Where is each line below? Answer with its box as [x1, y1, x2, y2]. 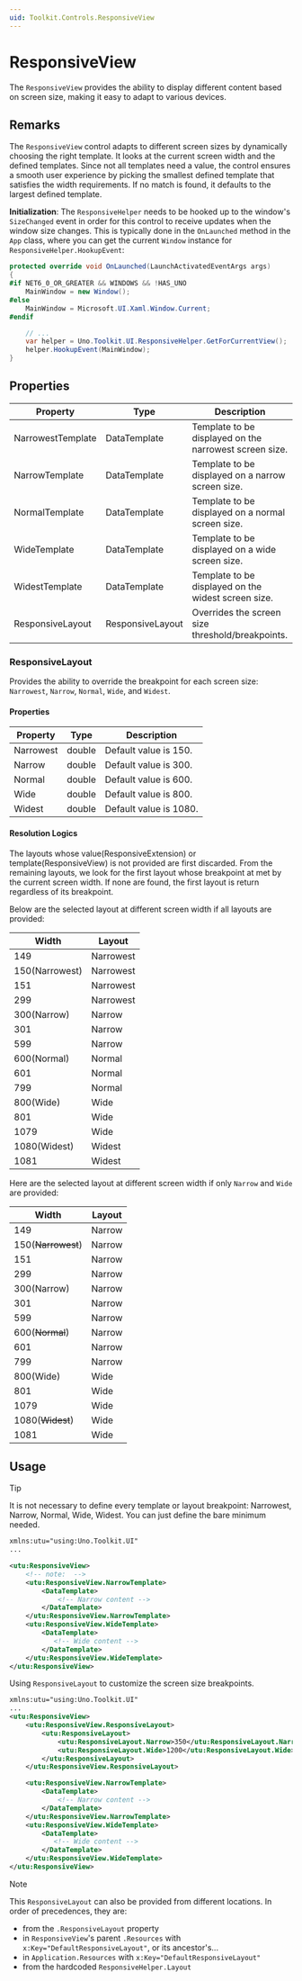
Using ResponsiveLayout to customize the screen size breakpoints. [9, 1678, 254, 1688]
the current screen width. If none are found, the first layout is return [9, 877, 260, 887]
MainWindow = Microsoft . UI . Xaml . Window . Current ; [25, 303, 211, 313]
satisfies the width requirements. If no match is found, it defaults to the [9, 179, 271, 190]
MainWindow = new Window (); [25, 287, 130, 296]
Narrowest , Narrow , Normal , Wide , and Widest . [9, 686, 171, 697]
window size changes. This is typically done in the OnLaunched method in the [9, 226, 291, 237]
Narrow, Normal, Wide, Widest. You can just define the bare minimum [9, 1509, 267, 1521]
